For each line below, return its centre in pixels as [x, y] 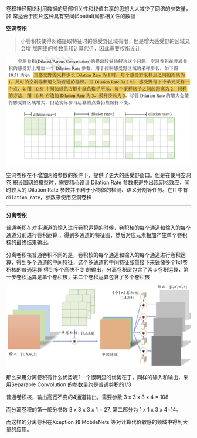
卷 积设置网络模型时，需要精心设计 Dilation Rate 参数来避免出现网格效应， [95, 183]
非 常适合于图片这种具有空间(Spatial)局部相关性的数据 [71, 16]
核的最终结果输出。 [29, 242]
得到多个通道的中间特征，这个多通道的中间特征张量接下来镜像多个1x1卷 [102, 262]
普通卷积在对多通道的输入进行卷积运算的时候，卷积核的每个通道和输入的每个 [98, 228]
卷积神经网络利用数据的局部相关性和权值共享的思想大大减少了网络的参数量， [98, 9]
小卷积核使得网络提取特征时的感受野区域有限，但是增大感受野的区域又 [105, 41]
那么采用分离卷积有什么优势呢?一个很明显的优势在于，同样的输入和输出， [95, 377]
